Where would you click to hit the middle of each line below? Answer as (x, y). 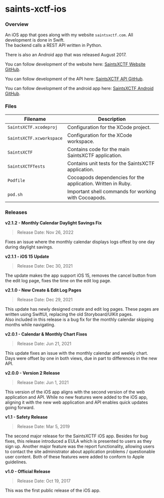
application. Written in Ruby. (100, 183)
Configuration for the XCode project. (109, 127)
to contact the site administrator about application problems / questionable (80, 452)
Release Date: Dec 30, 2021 (45, 266)
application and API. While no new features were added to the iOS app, (76, 397)
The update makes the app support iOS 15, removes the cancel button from (81, 275)
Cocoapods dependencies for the (106, 177)
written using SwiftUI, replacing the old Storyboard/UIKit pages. (69, 315)
